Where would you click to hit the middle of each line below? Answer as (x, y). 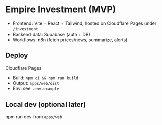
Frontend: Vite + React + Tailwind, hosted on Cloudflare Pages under (85, 23)
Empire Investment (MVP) (61, 9)
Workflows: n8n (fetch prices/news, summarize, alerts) (70, 40)
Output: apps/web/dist (36, 83)
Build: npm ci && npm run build (45, 78)
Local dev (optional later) (46, 104)
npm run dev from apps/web (34, 117)
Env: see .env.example (36, 88)
